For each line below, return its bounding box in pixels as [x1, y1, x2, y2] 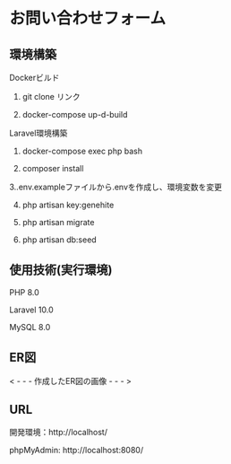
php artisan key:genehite [21, 199, 115, 210]
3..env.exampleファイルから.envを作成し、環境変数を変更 [9, 181, 222, 192]
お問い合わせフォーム [9, 8, 167, 29]
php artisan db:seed [21, 234, 97, 245]
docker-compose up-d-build [21, 109, 128, 119]
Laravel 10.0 [9, 304, 54, 315]
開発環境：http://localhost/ [9, 427, 107, 438]
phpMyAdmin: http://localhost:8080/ [9, 445, 144, 456]
